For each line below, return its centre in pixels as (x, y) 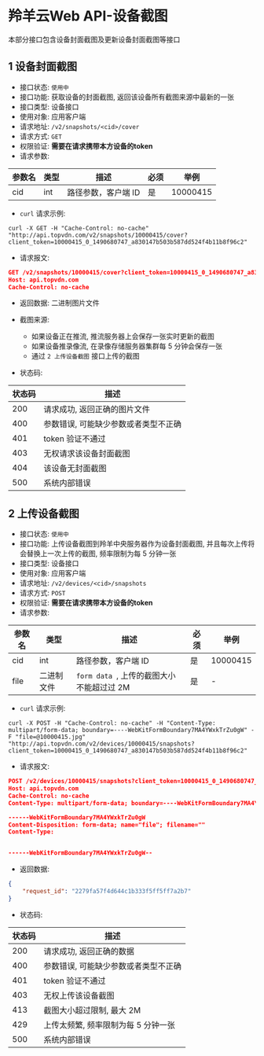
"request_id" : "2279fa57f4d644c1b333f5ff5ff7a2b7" (107, 892)
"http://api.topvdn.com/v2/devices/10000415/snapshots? (101, 744)
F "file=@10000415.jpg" (47, 737)
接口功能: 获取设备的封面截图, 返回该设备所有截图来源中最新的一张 (126, 97)
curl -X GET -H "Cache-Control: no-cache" (79, 228)
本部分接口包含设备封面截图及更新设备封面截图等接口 (94, 39)
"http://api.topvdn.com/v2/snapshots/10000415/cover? (98, 235)
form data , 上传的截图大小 (126, 675)
